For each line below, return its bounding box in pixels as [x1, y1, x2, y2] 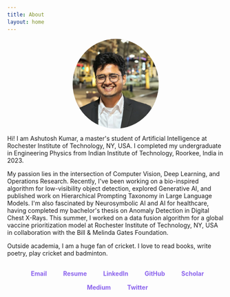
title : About [7, 11, 45, 18]
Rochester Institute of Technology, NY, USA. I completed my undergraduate [7, 142, 222, 150]
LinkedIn [103, 269, 129, 278]
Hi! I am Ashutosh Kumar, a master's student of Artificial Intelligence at [7, 134, 207, 142]
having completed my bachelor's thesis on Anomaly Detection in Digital [7, 206, 210, 214]
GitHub [144, 269, 165, 278]
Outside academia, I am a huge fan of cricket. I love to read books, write [7, 242, 211, 250]
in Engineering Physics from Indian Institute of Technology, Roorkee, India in [7, 148, 224, 157]
